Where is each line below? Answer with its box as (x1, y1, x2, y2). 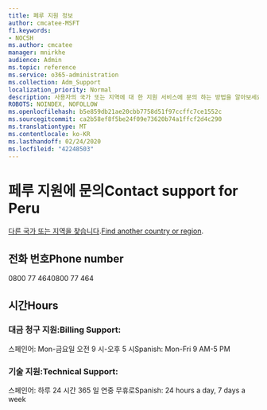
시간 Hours (8, 299, 59, 312)
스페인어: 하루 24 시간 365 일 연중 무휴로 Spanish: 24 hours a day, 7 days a (8, 385, 246, 395)
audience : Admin (8, 57, 62, 64)
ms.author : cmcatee (8, 41, 73, 49)
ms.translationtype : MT (8, 123, 87, 131)
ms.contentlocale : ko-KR (8, 130, 91, 138)
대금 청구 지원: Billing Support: (8, 324, 122, 335)
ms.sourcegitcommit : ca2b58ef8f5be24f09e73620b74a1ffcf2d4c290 (8, 115, 222, 123)
